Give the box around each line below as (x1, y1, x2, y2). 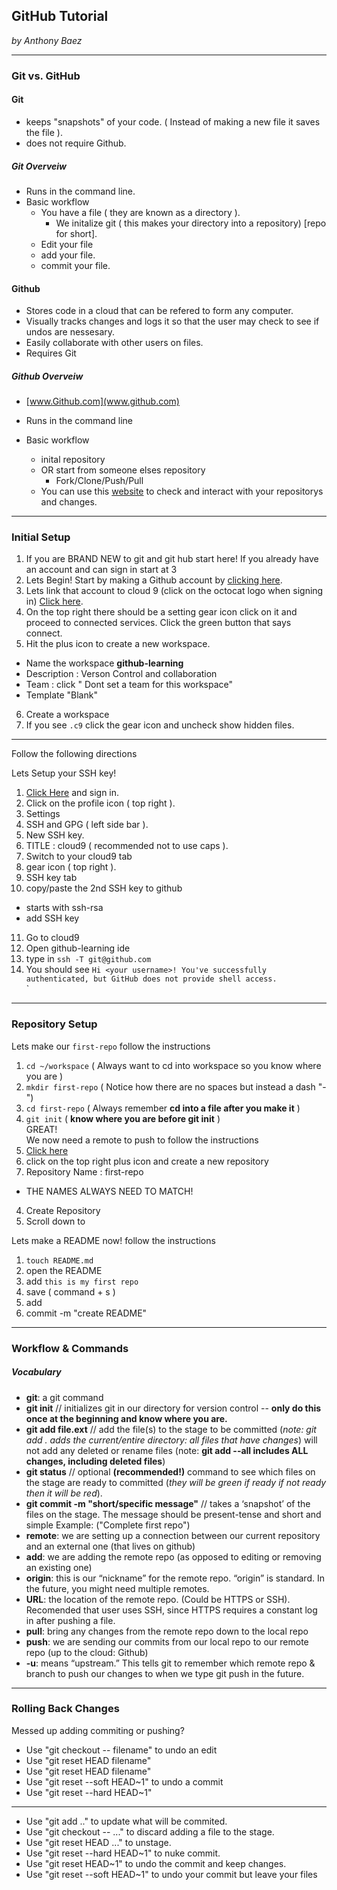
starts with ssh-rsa (25, 902, 104, 914)
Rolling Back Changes (11, 1702, 120, 1716)
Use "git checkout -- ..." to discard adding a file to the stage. (25, 1825, 275, 1838)
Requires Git (25, 347, 77, 359)
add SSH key (25, 912, 80, 924)
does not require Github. (25, 137, 127, 149)
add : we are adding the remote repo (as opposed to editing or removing (25, 1550, 322, 1563)
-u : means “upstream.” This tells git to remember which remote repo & (25, 1657, 316, 1669)
